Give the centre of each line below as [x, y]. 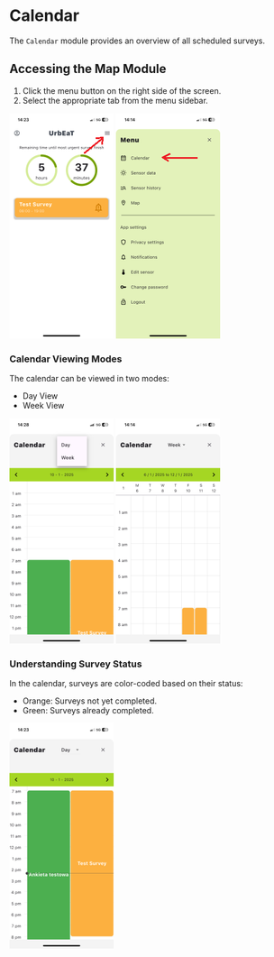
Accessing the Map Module [88, 69]
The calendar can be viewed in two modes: [89, 379]
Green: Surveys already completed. [88, 711]
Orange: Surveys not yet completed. [90, 701]
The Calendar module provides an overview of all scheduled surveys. [137, 41]
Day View [40, 396]
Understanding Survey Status [76, 664]
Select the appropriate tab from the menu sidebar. [115, 100]
